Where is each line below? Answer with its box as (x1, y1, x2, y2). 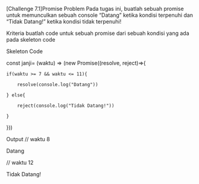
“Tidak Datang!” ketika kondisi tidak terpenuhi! (6, 18, 122, 25)
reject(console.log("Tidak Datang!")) (17, 103, 115, 109)
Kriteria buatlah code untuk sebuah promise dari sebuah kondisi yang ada (6, 30, 190, 37)
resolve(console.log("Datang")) (17, 81, 98, 87)
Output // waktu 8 (6, 136, 50, 142)
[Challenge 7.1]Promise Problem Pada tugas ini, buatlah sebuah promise (6, 5, 184, 12)
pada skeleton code (6, 36, 55, 43)
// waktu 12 (6, 159, 34, 166)
